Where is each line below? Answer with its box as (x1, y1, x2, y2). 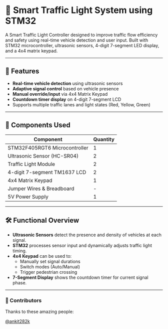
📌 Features (5, 67, 39, 76)
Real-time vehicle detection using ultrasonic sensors (12, 80, 123, 86)
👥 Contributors (5, 297, 42, 304)
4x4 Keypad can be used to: (12, 253, 72, 259)
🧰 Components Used (5, 121, 71, 129)
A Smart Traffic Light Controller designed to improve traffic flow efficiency (5, 32, 158, 38)
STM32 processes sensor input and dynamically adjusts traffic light (12, 243, 152, 249)
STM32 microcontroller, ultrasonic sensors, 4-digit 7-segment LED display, (5, 42, 159, 48)
